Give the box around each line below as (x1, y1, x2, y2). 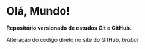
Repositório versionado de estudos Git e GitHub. (6, 24, 132, 31)
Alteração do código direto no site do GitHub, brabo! (6, 36, 139, 43)
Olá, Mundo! (6, 4, 70, 18)
